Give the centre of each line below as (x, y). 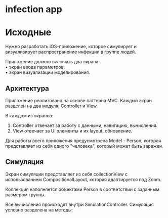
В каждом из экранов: (29, 115)
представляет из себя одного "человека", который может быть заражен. (84, 146)
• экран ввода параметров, (35, 67)
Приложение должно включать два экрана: (53, 62)
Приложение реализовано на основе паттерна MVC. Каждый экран (79, 100)
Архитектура (27, 88)
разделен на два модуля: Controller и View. (51, 106)
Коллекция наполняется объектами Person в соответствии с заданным (82, 189)
